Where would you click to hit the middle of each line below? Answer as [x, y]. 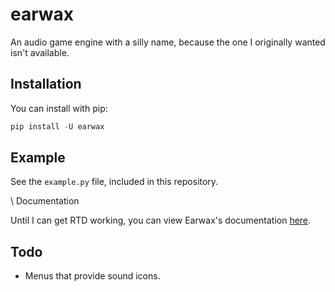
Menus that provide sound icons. [92, 276]
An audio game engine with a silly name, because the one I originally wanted [168, 42]
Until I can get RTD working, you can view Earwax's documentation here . [161, 220]
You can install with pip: [59, 108]
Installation [46, 84]
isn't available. [40, 52]
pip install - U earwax [57, 126]
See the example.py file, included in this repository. [114, 182]
